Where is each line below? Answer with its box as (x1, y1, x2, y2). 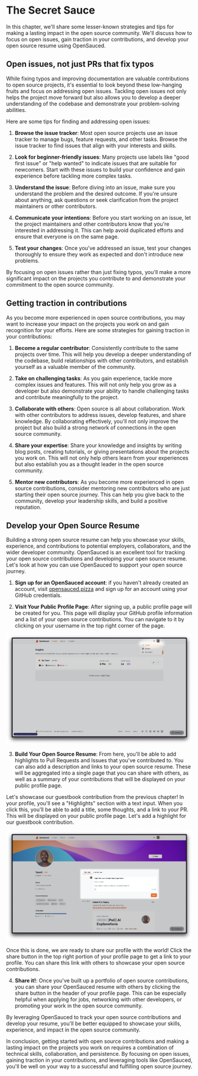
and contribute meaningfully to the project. (14, 393, 119, 400)
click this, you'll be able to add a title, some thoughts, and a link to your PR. (6, 806, 189, 813)
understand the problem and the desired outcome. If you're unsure (14, 190, 177, 197)
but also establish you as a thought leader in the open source (14, 460, 164, 468)
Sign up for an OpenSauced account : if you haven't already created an (14, 579, 189, 586)
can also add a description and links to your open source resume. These (14, 763, 191, 770)
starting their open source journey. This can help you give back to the (14, 491, 184, 498)
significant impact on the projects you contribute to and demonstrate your (6, 275, 186, 282)
